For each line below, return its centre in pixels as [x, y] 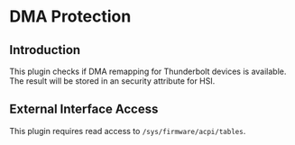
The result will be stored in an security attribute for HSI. [112, 81]
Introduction [45, 50]
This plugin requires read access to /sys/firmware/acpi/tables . [128, 131]
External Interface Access [84, 109]
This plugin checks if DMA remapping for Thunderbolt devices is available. [148, 71]
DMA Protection [70, 17]
